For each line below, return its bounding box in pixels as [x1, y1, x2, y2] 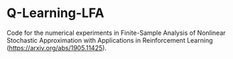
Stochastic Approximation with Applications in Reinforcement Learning [6, 36, 213, 44]
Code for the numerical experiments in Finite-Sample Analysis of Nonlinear [6, 28, 226, 37]
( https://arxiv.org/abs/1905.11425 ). [6, 43, 107, 52]
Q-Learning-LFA [6, 5, 104, 21]
